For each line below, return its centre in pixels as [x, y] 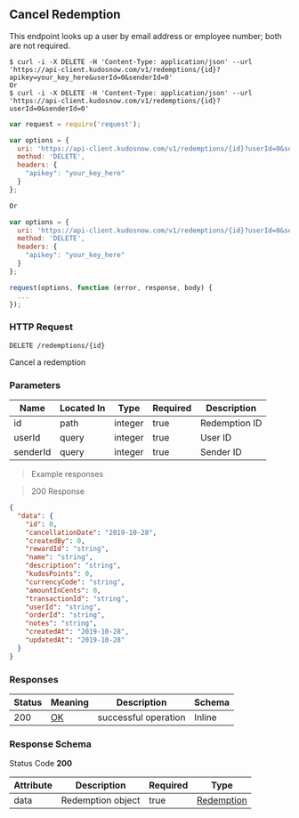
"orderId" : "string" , [65, 615]
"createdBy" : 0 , [56, 541]
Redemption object [101, 800]
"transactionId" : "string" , [77, 599]
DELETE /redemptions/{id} [57, 345]
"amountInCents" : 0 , [63, 590]
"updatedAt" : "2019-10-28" [75, 640]
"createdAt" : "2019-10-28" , [77, 632]
